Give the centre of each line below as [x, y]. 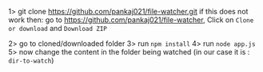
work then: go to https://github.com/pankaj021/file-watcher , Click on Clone [131, 20]
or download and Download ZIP [58, 28]
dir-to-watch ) [31, 60]
